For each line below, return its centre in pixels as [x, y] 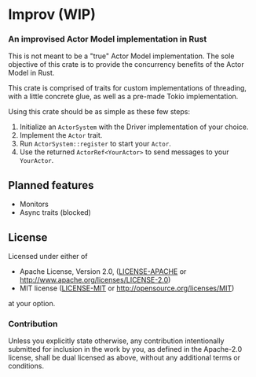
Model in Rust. [31, 73]
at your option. [32, 304]
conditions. [26, 366]
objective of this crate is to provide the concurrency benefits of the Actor [126, 65]
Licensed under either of [48, 257]
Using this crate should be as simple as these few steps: [99, 112]
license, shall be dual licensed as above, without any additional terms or [124, 358]
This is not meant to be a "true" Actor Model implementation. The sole [121, 56]
